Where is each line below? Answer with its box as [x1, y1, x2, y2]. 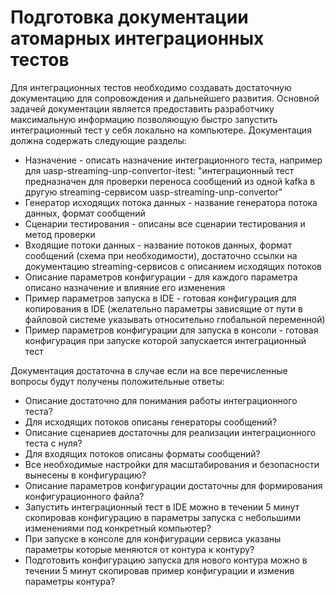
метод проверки [24, 228, 96, 240]
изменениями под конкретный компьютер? [24, 522, 212, 534]
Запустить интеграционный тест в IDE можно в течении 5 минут [24, 501, 300, 513]
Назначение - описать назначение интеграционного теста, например [24, 154, 323, 166]
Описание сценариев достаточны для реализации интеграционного [24, 426, 317, 438]
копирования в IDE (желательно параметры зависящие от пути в [24, 302, 303, 315]
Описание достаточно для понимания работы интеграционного [24, 394, 298, 406]
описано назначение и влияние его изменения [24, 281, 226, 293]
